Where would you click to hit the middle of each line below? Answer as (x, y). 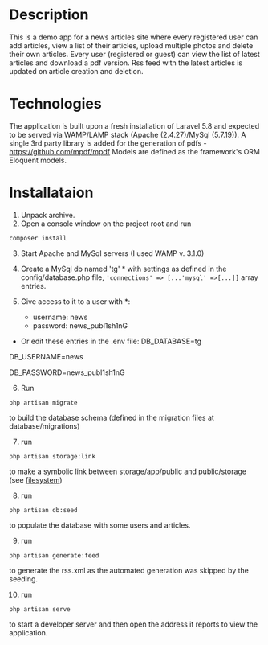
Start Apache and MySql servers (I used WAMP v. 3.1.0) (112, 253)
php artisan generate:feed (54, 555)
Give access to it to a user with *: (75, 301)
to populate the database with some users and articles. (100, 525)
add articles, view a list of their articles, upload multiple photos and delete (131, 45)
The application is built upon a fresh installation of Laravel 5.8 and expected (134, 125)
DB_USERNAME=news (46, 356)
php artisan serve (40, 609)
